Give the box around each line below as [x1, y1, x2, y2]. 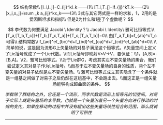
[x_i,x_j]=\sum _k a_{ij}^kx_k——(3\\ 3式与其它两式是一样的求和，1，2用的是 [5, 10, 157, 16]
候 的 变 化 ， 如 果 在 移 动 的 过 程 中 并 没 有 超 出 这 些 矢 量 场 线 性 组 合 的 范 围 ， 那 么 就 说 [5, 104, 158, 109]
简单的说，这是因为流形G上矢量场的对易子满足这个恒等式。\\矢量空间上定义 [6, 45, 156, 50]
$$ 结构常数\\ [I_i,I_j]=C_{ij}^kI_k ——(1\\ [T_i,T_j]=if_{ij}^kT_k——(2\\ [13, 4, 149, 10]
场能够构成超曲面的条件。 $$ [52, 81, 110, 87]
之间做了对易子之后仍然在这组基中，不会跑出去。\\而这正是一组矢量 [22, 75, 157, 81]
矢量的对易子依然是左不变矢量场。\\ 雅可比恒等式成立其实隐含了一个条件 [9, 69, 153, 75]
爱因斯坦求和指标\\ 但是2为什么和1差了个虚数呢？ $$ [29, 16, 133, 22]
